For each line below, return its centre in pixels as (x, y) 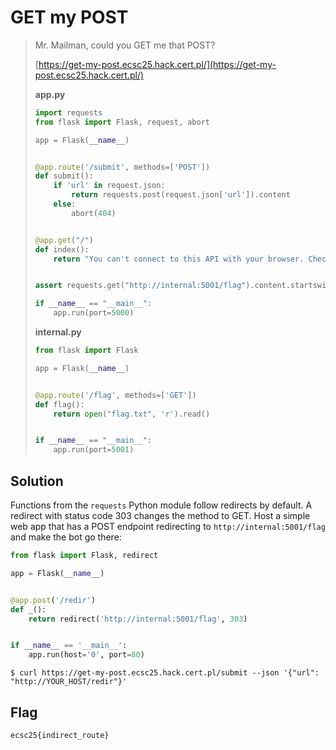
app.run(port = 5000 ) (94, 313)
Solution (37, 481)
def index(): (62, 249)
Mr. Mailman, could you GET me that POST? (125, 45)
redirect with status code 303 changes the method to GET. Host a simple (160, 515)
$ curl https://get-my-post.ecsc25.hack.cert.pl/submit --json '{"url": (165, 673)
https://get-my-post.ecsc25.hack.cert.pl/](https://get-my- (157, 64)
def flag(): (59, 404)
